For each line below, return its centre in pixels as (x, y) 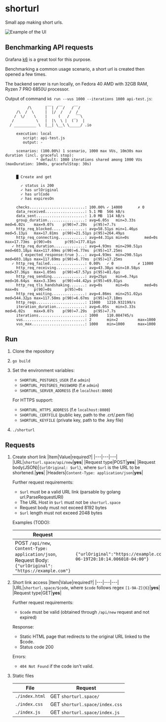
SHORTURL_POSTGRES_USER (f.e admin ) (55, 380)
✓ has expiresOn (37, 198)
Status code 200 (37, 647)
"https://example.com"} (42, 571)
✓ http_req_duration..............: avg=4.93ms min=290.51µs (77, 246)
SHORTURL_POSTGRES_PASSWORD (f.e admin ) (60, 385)
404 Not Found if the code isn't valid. (57, 666)
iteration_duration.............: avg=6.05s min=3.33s (76, 307)
